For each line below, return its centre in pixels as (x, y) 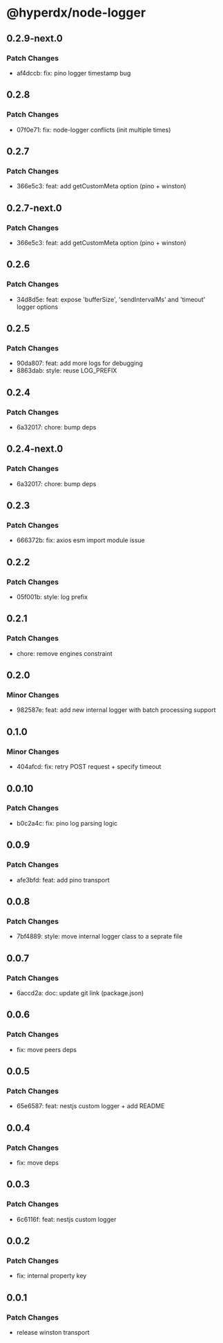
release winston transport (53, 1332)
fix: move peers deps (47, 1049)
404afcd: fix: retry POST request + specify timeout (89, 767)
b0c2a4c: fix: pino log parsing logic (67, 823)
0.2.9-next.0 (35, 38)
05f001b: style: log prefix (52, 597)
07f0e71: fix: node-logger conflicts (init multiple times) (94, 130)
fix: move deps (38, 1162)
